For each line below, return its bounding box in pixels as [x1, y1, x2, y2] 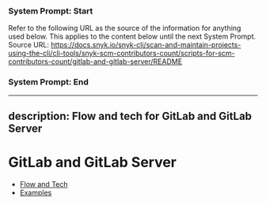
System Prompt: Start [8, 6, 93, 17]
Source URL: [8, 40, 50, 50]
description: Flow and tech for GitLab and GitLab [8, 109, 252, 123]
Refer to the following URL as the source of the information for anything [8, 24, 241, 33]
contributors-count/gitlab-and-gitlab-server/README [8, 57, 183, 66]
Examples [19, 188, 52, 197]
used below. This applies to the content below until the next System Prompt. [8, 32, 256, 41]
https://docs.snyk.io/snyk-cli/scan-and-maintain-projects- [51, 40, 241, 50]
